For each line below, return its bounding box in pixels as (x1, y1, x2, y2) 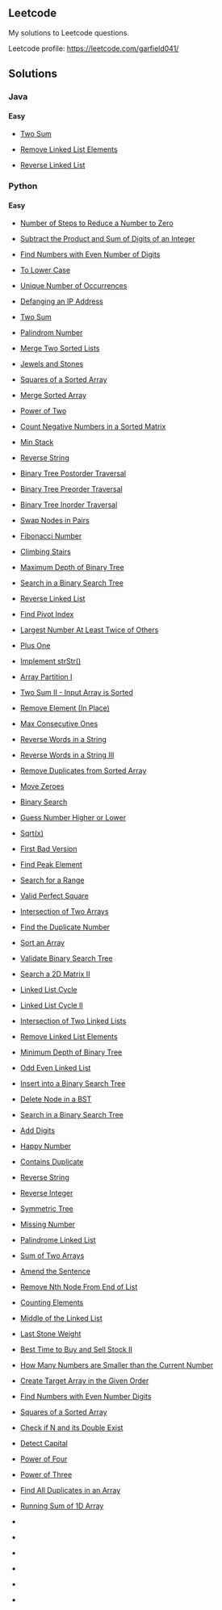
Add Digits (19, 1126, 55, 1135)
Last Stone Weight (19, 1329, 82, 1339)
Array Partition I (19, 672, 73, 681)
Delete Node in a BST (19, 1094, 92, 1105)
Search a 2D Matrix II (19, 969, 90, 979)
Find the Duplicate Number (19, 922, 111, 932)
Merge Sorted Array (19, 391, 87, 400)
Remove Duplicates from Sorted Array (19, 766, 147, 776)
